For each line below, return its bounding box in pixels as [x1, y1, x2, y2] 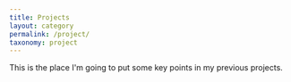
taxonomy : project [9, 37, 78, 47]
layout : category [9, 21, 74, 30]
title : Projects [9, 12, 70, 22]
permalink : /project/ [9, 29, 90, 38]
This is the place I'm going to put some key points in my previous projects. [9, 62, 284, 73]
